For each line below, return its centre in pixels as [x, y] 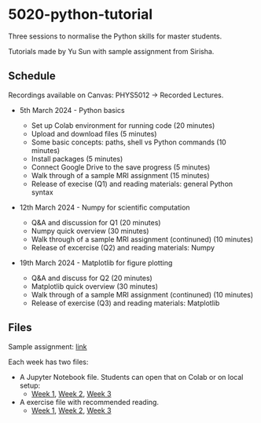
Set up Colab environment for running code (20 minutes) [123, 125]
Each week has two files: [48, 362]
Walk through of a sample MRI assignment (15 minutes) [120, 175]
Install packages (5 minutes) [77, 159]
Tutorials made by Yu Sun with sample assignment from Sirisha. [111, 51]
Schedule [32, 76]
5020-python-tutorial [81, 15]
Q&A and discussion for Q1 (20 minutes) [96, 222]
